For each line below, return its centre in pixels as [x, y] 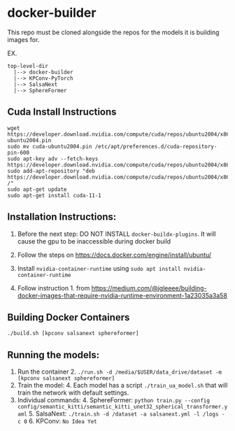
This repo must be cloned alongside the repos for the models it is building [113, 32]
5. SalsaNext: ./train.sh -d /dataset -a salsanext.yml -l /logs [124, 414]
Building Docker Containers [69, 317]
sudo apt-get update [37, 189]
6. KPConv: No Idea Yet [63, 421]
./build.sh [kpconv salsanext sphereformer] [73, 334]
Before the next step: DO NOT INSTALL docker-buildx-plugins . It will [116, 234]
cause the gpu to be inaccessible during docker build [94, 241]
